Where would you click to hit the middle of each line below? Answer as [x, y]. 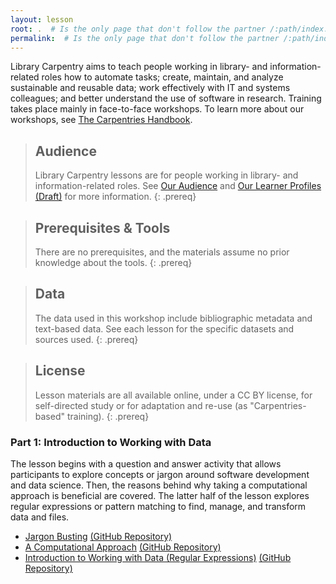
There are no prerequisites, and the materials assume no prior [162, 252]
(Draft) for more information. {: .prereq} [115, 197]
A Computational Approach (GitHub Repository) [123, 547]
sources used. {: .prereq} [86, 339]
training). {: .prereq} [108, 416]
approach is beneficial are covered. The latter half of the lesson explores [160, 495]
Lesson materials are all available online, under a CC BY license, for [173, 395]
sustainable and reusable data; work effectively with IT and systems [150, 88]
